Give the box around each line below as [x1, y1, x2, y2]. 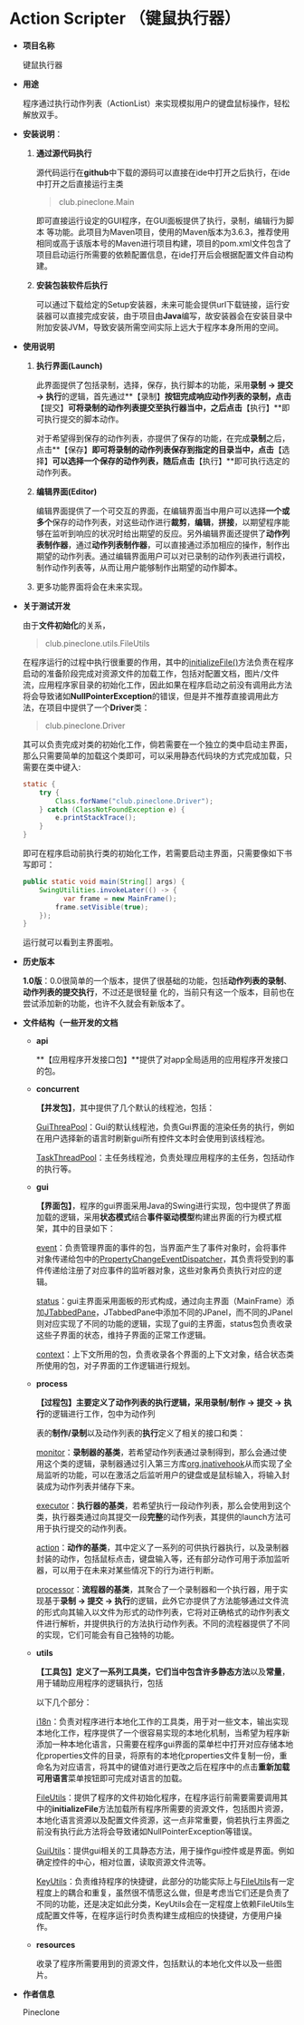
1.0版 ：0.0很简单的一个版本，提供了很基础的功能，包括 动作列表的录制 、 [22, 976, 292, 987]
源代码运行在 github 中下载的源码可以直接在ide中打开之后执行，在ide [35, 167, 290, 178]
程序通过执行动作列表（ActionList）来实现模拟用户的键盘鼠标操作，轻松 [22, 97, 290, 109]
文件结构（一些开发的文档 [22, 1017, 119, 1028]
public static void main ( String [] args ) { [22, 877, 185, 887]
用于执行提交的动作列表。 [35, 1523, 132, 1533]
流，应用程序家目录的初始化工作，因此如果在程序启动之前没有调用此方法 [22, 679, 292, 690]
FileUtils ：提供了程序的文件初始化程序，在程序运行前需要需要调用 [35, 1792, 280, 1803]
